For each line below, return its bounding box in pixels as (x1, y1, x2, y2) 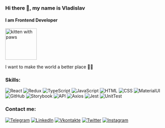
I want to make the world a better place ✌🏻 (5, 64, 94, 70)
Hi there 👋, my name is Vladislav (5, 5, 86, 12)
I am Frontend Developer (5, 17, 58, 23)
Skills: (5, 76, 21, 83)
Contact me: (5, 105, 36, 112)
